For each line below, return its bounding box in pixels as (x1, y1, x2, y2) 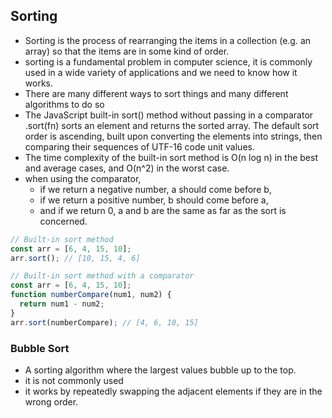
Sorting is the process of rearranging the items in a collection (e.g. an (24, 34, 312, 46)
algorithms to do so (24, 98, 105, 110)
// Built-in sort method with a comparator (10, 271, 195, 281)
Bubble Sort (10, 341, 70, 355)
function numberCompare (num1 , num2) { (10, 290, 172, 300)
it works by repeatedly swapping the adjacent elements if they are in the (24, 385, 323, 397)
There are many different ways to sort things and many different (24, 87, 289, 99)
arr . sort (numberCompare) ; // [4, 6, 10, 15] (10, 317, 199, 328)
